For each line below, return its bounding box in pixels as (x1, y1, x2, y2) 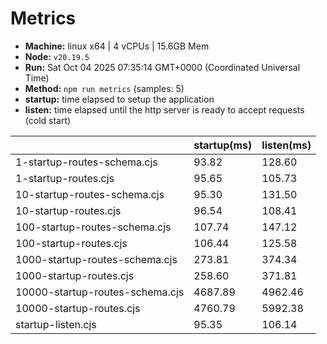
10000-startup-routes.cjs (15, 301, 141, 315)
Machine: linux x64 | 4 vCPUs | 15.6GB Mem (24, 40, 210, 52)
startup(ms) (193, 138, 253, 152)
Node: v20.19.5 (24, 50, 90, 62)
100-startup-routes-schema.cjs (15, 220, 172, 234)
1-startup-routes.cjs (15, 171, 115, 185)
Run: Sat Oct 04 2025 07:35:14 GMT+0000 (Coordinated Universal (24, 61, 301, 73)
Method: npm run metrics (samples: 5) (24, 82, 185, 94)
